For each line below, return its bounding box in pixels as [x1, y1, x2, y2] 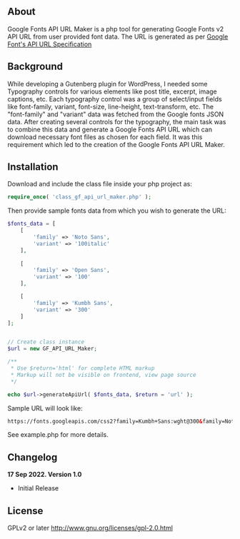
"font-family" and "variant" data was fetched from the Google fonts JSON [7, 110, 224, 119]
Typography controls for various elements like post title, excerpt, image [7, 87, 217, 96]
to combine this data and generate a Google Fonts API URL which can [7, 125, 213, 134]
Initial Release [17, 484, 59, 493]
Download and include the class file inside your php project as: [7, 180, 193, 188]
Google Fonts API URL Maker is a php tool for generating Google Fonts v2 [7, 24, 224, 33]
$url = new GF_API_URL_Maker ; [7, 346, 98, 353]
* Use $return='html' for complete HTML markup [10, 365, 155, 372]
